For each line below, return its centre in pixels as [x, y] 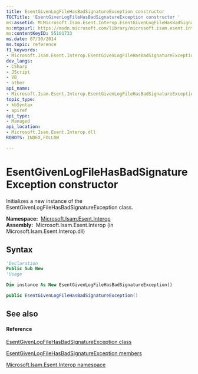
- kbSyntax [19, 105]
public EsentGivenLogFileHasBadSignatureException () [72, 296]
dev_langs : [19, 61]
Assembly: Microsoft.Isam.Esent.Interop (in [60, 225]
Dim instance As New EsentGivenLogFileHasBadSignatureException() [89, 285]
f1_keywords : [22, 50]
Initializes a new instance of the [44, 201]
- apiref [17, 110]
